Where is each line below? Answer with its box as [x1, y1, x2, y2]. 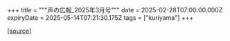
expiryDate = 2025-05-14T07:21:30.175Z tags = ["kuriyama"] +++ [7, 14, 194, 22]
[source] [7, 27, 32, 35]
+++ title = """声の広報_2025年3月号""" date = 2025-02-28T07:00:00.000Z [7, 6, 223, 14]
